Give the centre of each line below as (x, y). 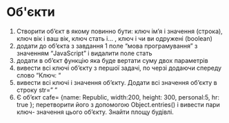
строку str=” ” (37, 90)
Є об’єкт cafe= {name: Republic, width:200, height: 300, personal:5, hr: (118, 97)
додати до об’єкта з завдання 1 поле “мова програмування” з (107, 46)
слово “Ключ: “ (39, 75)
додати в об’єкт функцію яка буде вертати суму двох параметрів (112, 60)
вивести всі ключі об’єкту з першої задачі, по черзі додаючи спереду (119, 68)
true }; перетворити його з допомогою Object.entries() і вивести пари (118, 104)
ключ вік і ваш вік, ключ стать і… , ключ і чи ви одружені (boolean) (114, 38)
